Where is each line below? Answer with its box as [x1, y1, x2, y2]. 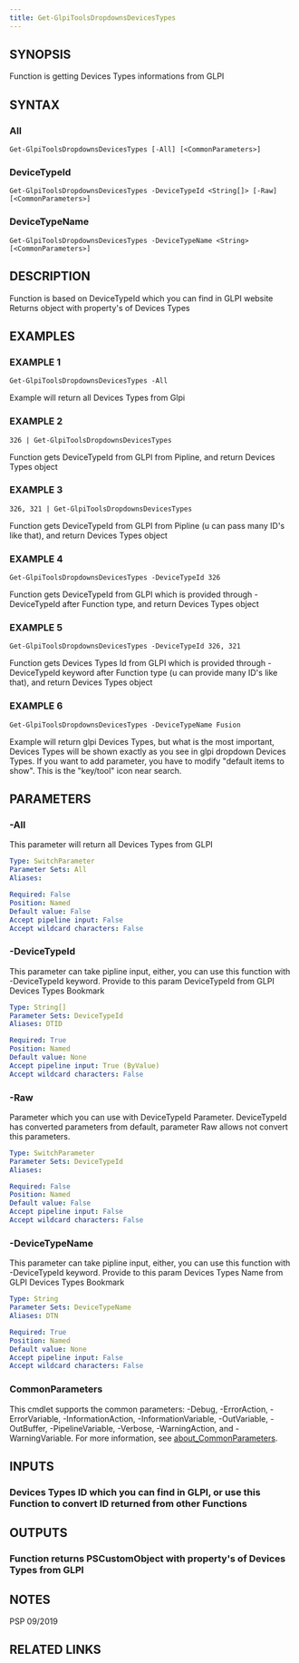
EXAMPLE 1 [9, 356, 62, 368]
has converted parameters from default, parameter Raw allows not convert [9, 1121, 288, 1132]
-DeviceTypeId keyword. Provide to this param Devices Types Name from [9, 1267, 284, 1278]
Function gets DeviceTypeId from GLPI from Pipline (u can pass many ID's [9, 520, 285, 531]
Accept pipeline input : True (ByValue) [9, 1061, 160, 1071]
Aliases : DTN [9, 1312, 59, 1321]
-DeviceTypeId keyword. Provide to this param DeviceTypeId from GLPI [9, 975, 275, 986]
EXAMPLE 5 [9, 621, 63, 634]
